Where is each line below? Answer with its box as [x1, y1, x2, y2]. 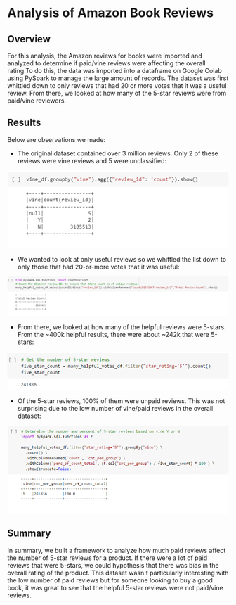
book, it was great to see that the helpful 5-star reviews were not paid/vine [7, 583, 223, 592]
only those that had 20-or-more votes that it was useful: [17, 262, 180, 271]
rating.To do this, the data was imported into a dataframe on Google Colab [7, 67, 223, 75]
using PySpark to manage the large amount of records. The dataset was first [7, 74, 229, 82]
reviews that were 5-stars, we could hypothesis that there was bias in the [7, 561, 219, 569]
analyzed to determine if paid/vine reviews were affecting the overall [7, 59, 206, 68]
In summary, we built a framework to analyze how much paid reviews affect [7, 546, 226, 554]
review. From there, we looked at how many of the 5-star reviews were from [7, 89, 227, 97]
